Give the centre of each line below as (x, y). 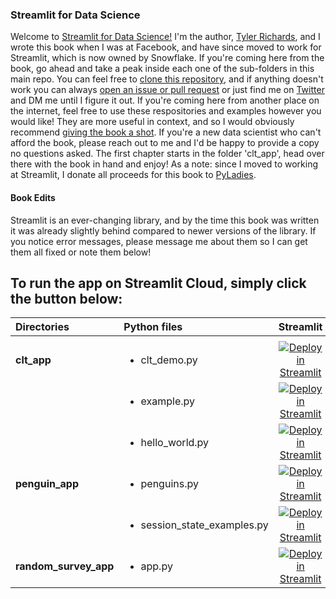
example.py (168, 401)
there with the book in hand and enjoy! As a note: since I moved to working (164, 164)
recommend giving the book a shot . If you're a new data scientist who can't (166, 132)
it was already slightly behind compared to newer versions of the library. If (163, 230)
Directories (42, 327)
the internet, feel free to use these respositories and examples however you (166, 111)
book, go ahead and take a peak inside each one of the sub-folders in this (162, 69)
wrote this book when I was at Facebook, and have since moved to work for (166, 47)
